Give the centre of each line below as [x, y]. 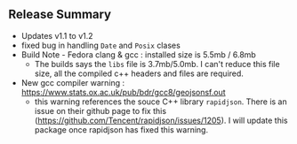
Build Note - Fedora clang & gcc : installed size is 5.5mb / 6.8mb [139, 54]
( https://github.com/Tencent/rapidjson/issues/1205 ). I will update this [161, 120]
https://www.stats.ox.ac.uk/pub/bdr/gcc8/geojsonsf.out [123, 92]
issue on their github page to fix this [100, 110]
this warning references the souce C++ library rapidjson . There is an [161, 102]
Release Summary [60, 15]
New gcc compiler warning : [73, 82]
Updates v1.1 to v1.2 [57, 35]
